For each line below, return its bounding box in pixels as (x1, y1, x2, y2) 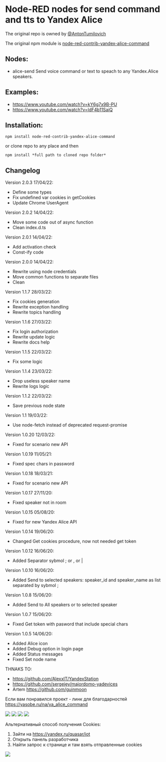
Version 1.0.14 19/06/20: (5, 528, 54, 534)
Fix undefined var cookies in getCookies (12, 194, 96, 200)
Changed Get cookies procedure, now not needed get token (12, 538, 136, 544)
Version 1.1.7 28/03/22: (5, 289, 52, 295)
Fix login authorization (12, 328, 58, 334)
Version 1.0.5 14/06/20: (5, 631, 53, 637)
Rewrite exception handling (12, 304, 69, 310)
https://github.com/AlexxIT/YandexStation (12, 676, 99, 682)
